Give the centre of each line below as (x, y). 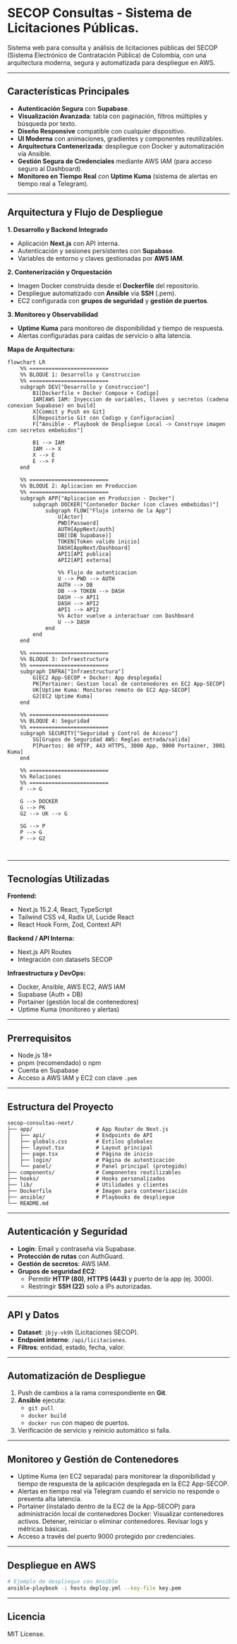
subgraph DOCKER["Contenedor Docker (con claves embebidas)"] (126, 504)
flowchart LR (26, 362)
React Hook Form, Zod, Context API (69, 924)
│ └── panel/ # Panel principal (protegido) (98, 1166)
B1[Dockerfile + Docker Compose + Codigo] (96, 393)
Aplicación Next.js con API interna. (68, 243)
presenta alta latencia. (50, 1499)
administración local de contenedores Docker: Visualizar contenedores (121, 1514)
